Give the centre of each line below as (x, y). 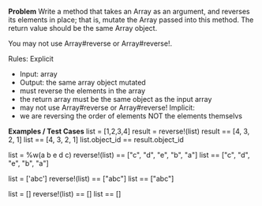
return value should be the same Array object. (83, 28)
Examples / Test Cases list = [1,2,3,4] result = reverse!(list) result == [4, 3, (129, 131)
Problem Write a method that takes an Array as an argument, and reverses (129, 11)
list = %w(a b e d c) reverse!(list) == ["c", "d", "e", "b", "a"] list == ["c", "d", (129, 155)
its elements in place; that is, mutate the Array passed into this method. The (131, 20)
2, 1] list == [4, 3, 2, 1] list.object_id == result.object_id (96, 140)
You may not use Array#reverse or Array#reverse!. (90, 43)
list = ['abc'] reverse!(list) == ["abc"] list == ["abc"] (91, 178)
